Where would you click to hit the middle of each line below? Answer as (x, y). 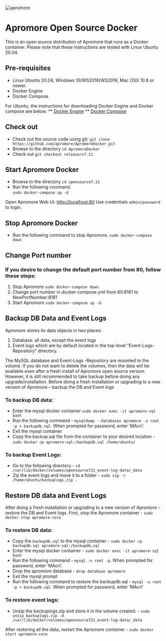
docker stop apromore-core (33, 518)
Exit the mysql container (37, 431)
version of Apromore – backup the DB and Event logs (60, 387)
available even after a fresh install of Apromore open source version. (76, 371)
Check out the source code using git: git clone (61, 139)
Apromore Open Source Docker (72, 28)
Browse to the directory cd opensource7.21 (56, 182)
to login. (13, 207)
